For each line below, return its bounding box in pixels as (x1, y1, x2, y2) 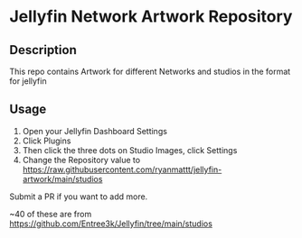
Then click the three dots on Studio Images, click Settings (22, 144, 238, 155)
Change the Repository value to (22, 154, 141, 165)
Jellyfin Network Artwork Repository (9, 6, 293, 27)
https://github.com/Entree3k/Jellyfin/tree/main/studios (9, 218, 212, 229)
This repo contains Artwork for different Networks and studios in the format (9, 66, 291, 77)
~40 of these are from (9, 208, 92, 219)
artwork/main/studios (22, 173, 103, 184)
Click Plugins (22, 135, 71, 146)
